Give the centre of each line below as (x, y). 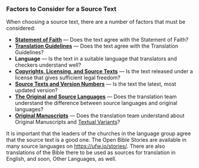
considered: (21, 28)
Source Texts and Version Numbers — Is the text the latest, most (96, 84)
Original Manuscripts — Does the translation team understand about (99, 116)
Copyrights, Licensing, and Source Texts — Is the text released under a (104, 71)
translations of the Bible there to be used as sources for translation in (91, 153)
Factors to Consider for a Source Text (61, 9)
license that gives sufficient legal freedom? (68, 78)
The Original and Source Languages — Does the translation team (96, 97)
